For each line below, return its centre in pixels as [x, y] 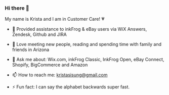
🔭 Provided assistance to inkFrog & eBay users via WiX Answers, [79, 29]
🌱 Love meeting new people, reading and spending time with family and [87, 44]
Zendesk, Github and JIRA [39, 34]
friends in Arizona [31, 50]
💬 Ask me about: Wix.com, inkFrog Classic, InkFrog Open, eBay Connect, [88, 60]
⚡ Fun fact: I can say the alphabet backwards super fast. [71, 87]
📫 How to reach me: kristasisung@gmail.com [60, 75]
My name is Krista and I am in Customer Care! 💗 [55, 19]
